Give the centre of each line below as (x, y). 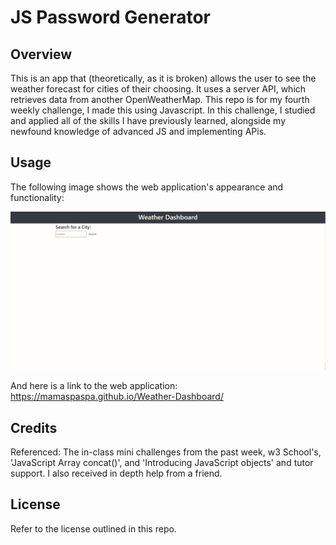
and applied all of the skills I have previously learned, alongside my (148, 120)
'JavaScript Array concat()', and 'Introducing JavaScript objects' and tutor (162, 463)
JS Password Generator (110, 17)
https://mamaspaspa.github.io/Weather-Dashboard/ (117, 397)
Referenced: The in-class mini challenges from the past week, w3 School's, (166, 452)
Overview (41, 54)
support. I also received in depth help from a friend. (116, 473)
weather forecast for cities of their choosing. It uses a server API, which (158, 89)
